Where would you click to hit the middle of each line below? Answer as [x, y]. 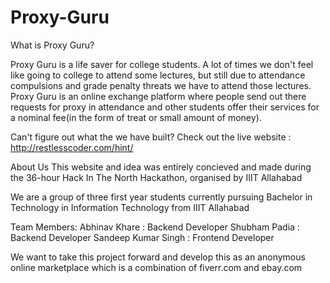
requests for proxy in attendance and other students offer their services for [165, 107]
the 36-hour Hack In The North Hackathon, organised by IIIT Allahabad [156, 177]
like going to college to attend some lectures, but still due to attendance [158, 75]
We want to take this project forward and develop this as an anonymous [158, 257]
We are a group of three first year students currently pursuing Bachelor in [161, 197]
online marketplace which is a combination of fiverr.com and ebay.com [156, 267]
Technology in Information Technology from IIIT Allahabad [130, 207]
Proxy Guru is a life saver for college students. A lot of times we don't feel [162, 64]
